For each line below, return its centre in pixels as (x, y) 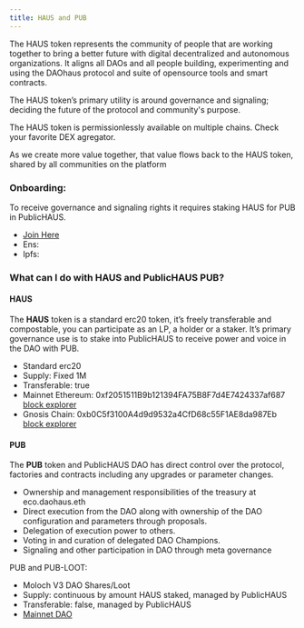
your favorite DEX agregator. (63, 136)
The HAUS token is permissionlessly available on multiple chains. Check (144, 127)
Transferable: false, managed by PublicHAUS (107, 604)
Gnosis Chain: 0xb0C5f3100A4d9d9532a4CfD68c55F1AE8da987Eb (150, 414)
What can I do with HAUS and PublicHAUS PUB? (117, 277)
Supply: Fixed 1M (54, 376)
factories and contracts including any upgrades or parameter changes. (142, 474)
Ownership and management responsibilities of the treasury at (139, 493)
